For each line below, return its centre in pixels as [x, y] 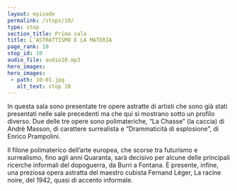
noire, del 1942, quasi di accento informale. [70, 180]
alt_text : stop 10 [44, 86]
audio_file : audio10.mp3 [44, 60]
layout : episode [31, 14]
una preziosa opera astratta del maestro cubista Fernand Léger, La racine [114, 173]
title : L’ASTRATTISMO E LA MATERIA [60, 40]
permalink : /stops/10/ [41, 21]
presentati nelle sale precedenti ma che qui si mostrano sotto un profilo [111, 114]
